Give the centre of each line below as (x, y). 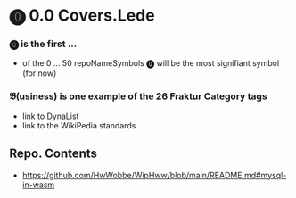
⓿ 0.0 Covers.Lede (82, 16)
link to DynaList (50, 116)
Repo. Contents (53, 154)
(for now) (39, 73)
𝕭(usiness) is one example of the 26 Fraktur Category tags (138, 96)
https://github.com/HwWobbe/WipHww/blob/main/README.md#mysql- (154, 175)
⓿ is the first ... (43, 44)
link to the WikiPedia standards (79, 125)
